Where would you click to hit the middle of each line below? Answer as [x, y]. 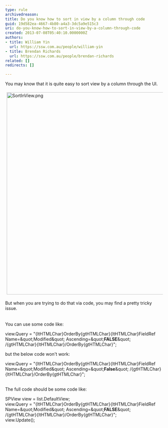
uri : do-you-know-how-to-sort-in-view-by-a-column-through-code [73, 28]
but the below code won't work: [38, 354]
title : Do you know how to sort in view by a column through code [75, 19]
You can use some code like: [34, 324]
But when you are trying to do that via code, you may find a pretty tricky [79, 303]
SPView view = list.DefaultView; [38, 399]
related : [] [17, 61]
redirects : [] [20, 65]
